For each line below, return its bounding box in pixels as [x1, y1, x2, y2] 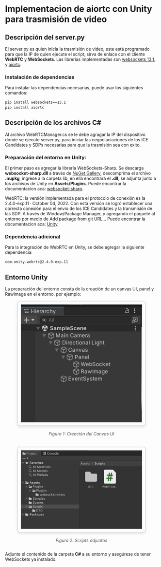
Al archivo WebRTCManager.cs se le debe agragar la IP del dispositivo [5, 132, 145, 137]
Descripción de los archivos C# [5, 118, 101, 127]
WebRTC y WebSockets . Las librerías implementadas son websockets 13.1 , [5, 57, 156, 62]
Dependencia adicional [5, 233, 61, 240]
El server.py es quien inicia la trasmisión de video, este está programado [5, 46, 150, 52]
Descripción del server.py [5, 33, 85, 41]
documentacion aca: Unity [5, 221, 58, 227]
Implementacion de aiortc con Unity [5, 3, 152, 15]
